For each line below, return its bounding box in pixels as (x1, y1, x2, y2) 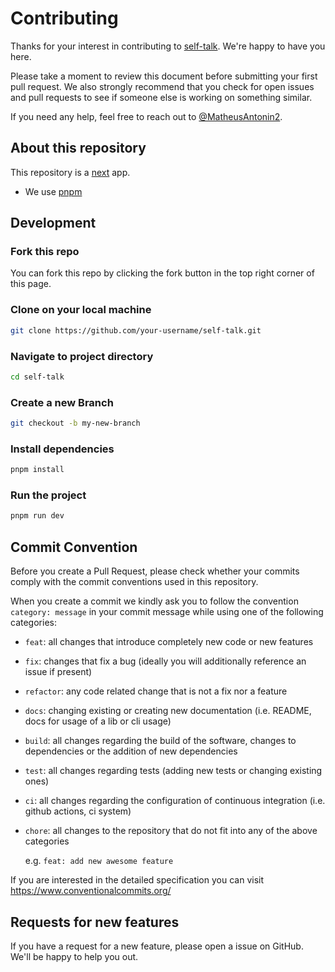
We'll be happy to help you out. (10, 950, 139, 962)
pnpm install (10, 465, 65, 475)
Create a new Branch (10, 395, 114, 409)
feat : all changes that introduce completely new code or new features (24, 636, 314, 648)
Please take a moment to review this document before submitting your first (10, 70, 318, 82)
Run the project (10, 488, 87, 502)
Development (10, 215, 97, 232)
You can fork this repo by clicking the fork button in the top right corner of (10, 267, 315, 279)
